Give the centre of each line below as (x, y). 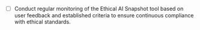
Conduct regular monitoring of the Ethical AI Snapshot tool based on (99, 9)
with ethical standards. (42, 22)
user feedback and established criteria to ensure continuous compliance (104, 16)
